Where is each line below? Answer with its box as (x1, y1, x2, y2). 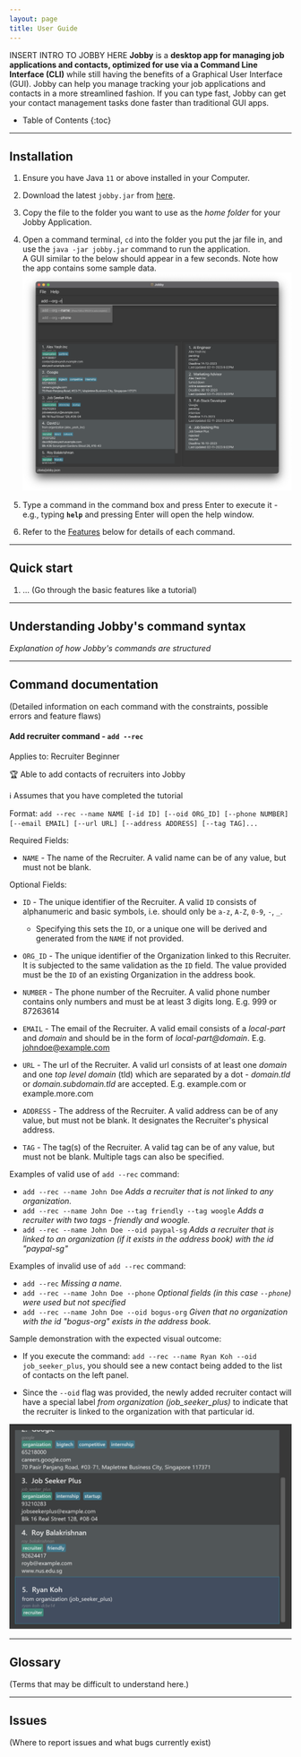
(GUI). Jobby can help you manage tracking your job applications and (9, 78, 266, 89)
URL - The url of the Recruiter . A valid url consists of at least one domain (21, 1059, 288, 1070)
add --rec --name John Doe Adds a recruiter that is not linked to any (21, 1185, 274, 1196)
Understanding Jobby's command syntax (9, 619, 246, 634)
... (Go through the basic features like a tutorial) (21, 584, 197, 595)
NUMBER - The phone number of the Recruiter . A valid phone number (21, 986, 271, 997)
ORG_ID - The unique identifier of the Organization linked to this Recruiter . (21, 950, 291, 960)
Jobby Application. (21, 217, 92, 228)
